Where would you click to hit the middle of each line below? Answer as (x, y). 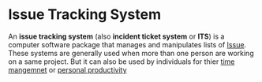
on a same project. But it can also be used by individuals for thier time (122, 61)
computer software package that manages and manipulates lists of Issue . (127, 44)
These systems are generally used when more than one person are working (131, 53)
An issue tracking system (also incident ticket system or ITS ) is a (116, 36)
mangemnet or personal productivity (68, 69)
